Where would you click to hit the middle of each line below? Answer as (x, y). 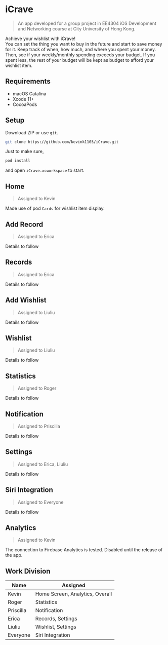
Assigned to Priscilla (39, 426)
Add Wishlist (26, 300)
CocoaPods (25, 104)
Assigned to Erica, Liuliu (43, 464)
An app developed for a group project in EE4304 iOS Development (87, 23)
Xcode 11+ (23, 99)
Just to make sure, (25, 151)
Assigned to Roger (37, 388)
